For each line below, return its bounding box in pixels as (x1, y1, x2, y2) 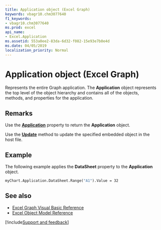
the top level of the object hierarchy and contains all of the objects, (5, 90, 140, 96)
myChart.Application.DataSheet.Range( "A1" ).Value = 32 (5, 178, 119, 183)
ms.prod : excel (5, 25, 36, 30)
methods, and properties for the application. (5, 95, 93, 101)
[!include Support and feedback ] (5, 219, 69, 225)
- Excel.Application (5, 35, 47, 39)
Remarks (5, 109, 33, 117)
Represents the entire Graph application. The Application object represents (5, 85, 157, 90)
